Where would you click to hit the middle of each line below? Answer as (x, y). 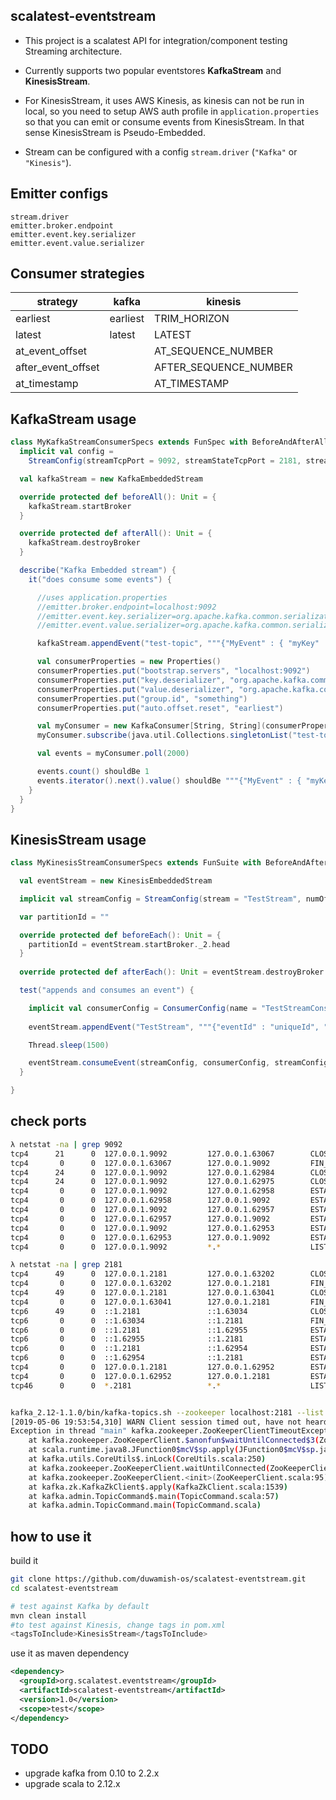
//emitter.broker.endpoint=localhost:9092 (126, 607)
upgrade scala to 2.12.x (72, 1784)
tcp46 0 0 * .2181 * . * (116, 1385)
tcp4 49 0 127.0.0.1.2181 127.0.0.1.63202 (142, 1274)
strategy (57, 302)
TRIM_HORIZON (192, 319)
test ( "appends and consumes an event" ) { (107, 990)
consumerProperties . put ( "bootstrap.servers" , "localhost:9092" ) (173, 671)
